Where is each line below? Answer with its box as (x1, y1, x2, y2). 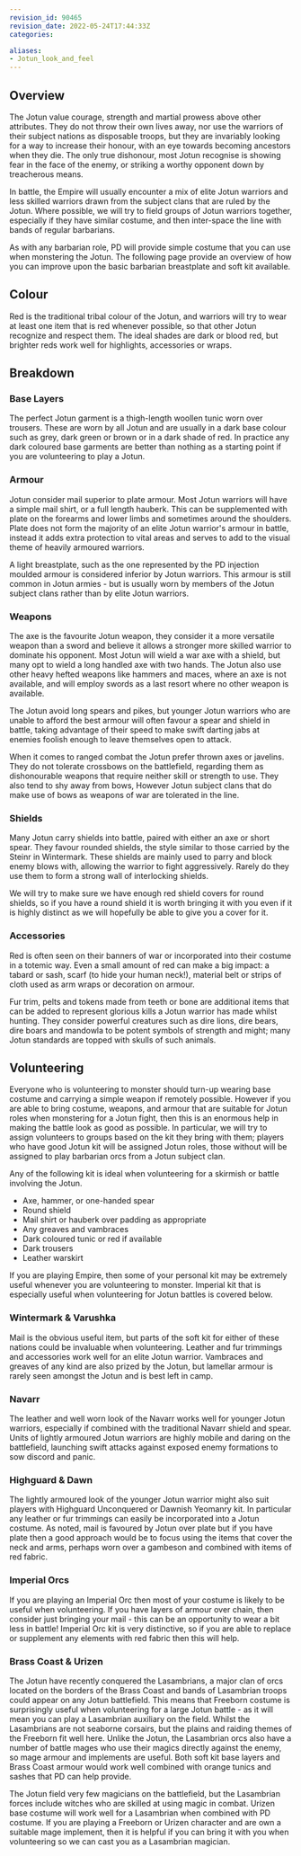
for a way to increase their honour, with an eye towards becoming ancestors (9, 140, 291, 151)
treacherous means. (9, 168, 84, 180)
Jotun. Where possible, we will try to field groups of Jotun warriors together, (9, 205, 293, 216)
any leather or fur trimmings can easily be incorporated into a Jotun (9, 1514, 260, 1524)
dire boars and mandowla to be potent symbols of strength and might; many (9, 1025, 291, 1035)
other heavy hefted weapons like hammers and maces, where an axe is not (9, 669, 288, 679)
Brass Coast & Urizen (9, 1655, 103, 1667)
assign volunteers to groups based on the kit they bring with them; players (9, 1132, 285, 1142)
